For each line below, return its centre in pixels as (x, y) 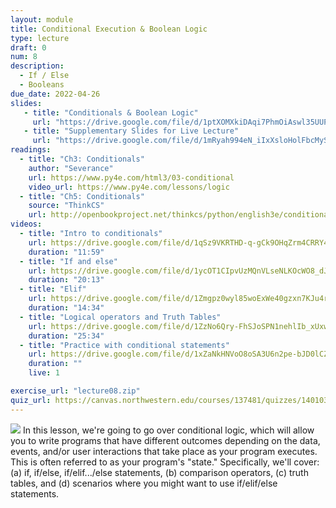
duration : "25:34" (66, 336)
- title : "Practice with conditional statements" (124, 345)
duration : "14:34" (66, 308)
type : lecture (40, 38)
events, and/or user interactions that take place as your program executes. (164, 451)
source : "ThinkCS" (66, 206)
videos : (26, 224)
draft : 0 (28, 47)
